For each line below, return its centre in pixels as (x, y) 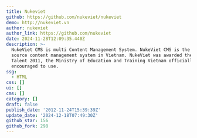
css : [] (16, 83)
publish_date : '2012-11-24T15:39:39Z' (53, 110)
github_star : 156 (27, 121)
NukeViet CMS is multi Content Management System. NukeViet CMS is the (101, 50)
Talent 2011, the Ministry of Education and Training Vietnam (89, 60)
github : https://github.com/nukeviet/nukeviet (64, 17)
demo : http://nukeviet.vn (38, 22)
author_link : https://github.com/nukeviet (59, 33)
